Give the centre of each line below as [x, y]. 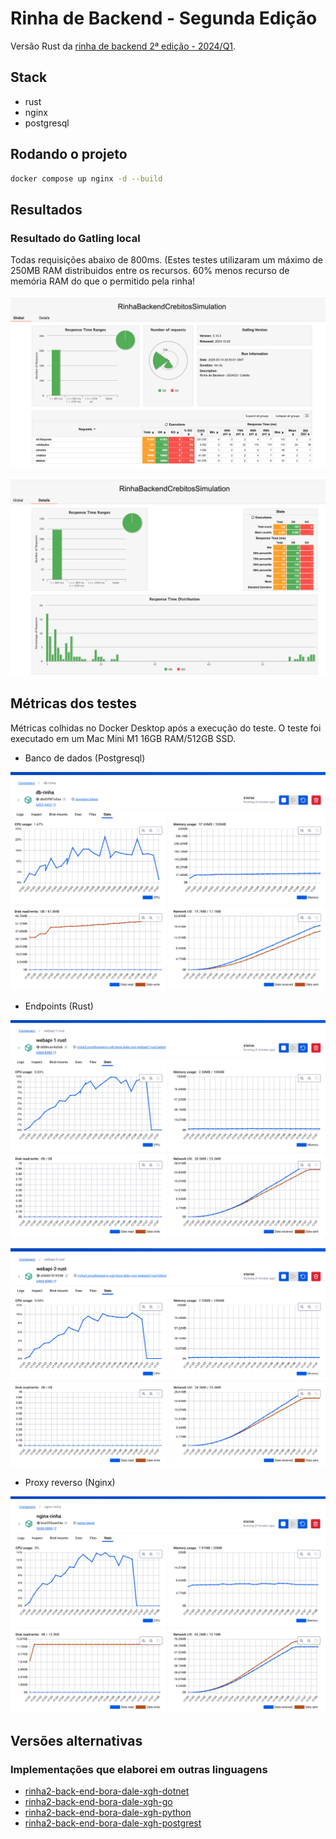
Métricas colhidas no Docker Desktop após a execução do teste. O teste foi [166, 728]
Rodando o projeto [69, 154]
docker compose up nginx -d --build [86, 178]
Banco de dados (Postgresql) [85, 758]
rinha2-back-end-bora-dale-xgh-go [98, 1802]
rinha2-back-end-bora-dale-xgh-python [108, 1813]
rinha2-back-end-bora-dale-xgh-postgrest [113, 1823]
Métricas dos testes [73, 703]
